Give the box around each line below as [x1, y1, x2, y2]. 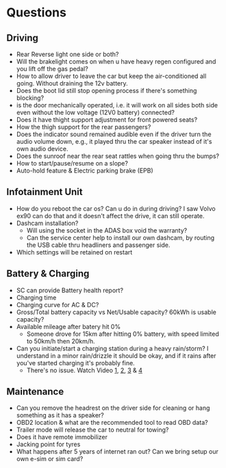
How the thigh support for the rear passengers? [16, 123, 151, 131]
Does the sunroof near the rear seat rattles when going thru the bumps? [16, 152, 220, 160]
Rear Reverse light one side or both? [16, 50, 119, 58]
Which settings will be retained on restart [16, 248, 133, 256]
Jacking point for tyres [16, 440, 81, 449]
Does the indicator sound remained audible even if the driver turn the [16, 130, 212, 138]
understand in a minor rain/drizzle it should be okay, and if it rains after [16, 351, 216, 360]
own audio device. [16, 145, 68, 153]
